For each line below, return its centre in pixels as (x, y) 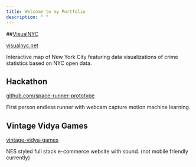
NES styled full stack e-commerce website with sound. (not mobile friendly (97, 152)
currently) (18, 158)
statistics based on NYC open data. (49, 63)
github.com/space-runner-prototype (50, 96)
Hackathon (27, 81)
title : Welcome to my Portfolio (46, 12)
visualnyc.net (22, 45)
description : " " (27, 17)
